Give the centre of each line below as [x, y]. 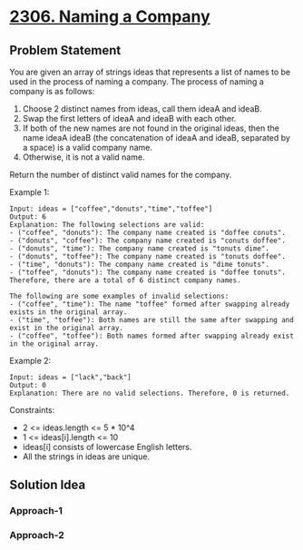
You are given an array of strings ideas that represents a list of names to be [150, 72]
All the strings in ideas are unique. [86, 457]
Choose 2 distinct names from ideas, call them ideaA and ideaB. [142, 109]
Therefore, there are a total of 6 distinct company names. [126, 280]
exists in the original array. [68, 312]
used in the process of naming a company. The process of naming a [137, 82]
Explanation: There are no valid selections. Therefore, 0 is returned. [150, 393]
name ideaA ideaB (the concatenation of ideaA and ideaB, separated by [156, 137]
